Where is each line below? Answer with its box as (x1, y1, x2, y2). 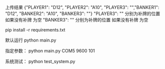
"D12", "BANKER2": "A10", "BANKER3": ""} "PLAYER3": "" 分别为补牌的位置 (5, 10, 160, 16)
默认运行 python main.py (5, 37, 56, 43)
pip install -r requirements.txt (5, 27, 65, 32)
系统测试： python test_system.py (5, 58, 75, 64)
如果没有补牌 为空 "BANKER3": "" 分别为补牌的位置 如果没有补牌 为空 (5, 17, 148, 22)
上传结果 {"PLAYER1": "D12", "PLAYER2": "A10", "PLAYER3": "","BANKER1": (5, 4, 159, 10)
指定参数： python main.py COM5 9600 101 (5, 48, 95, 53)
